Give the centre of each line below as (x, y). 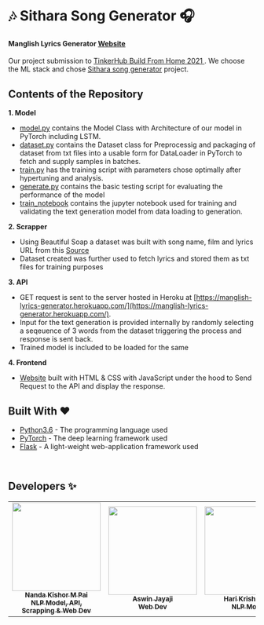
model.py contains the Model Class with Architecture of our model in (130, 128)
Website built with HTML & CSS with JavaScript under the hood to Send (136, 378)
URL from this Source (54, 250)
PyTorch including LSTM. (60, 137)
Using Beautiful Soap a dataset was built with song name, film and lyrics (136, 242)
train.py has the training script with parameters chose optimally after (130, 170)
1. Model (22, 113)
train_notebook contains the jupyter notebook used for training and (128, 203)
